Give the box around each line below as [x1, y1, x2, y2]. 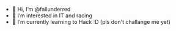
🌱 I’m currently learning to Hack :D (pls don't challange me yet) [12, 18, 171, 25]
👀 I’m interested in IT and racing [12, 12, 93, 19]
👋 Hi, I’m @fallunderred [12, 6, 71, 13]
